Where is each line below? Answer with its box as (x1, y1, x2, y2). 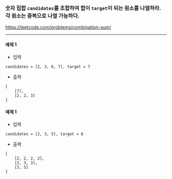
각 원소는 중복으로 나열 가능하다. (5, 12, 80, 19)
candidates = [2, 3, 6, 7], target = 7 (5, 64, 91, 69)
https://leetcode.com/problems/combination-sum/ (5, 24, 112, 30)
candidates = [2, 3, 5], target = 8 (5, 131, 83, 136)
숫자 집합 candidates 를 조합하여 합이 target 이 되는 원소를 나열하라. (5, 4, 161, 11)
